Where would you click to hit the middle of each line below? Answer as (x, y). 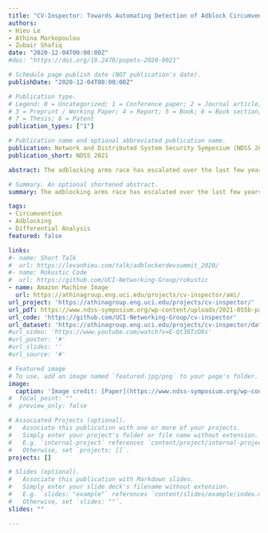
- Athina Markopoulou (44, 38)
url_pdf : (23, 310)
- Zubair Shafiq (35, 46)
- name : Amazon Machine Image (59, 288)
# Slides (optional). (44, 472)
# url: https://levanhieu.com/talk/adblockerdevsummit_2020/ (114, 265)
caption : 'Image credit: (57, 391)
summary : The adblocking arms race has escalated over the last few (124, 192)
